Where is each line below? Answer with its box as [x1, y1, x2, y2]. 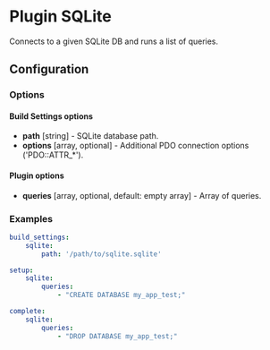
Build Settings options [9, 110, 94, 122]
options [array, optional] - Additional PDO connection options [21, 141, 249, 151]
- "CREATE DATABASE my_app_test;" [56, 291, 186, 300]
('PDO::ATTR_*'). [21, 149, 84, 160]
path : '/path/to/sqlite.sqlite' [41, 249, 163, 259]
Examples [9, 212, 54, 225]
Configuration [9, 62, 89, 77]
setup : [9, 266, 34, 275]
